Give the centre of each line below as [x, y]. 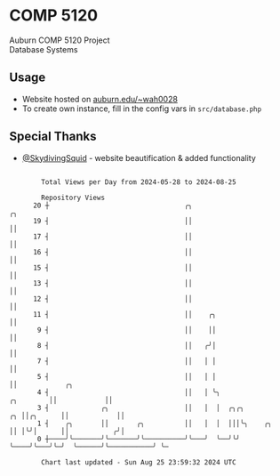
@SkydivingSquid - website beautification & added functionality [139, 157]
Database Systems [44, 49]
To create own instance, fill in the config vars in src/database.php [142, 109]
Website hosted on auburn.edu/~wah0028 [100, 99]
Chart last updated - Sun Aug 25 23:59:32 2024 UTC [139, 462]
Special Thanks [53, 137]
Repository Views [73, 198]
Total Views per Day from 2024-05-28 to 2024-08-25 [139, 182]
